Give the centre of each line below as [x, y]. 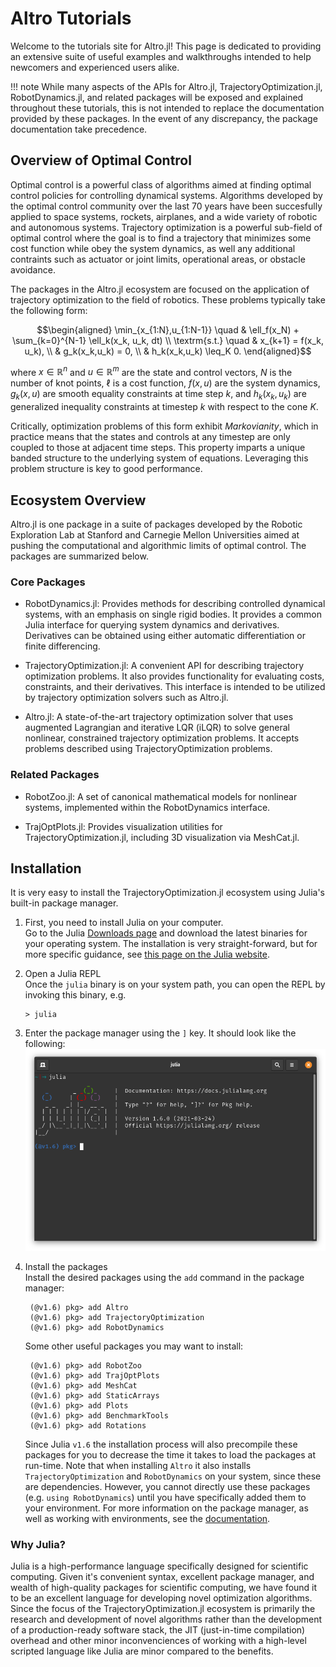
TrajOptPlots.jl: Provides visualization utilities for [123, 826]
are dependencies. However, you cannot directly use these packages [167, 1486]
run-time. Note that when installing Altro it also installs [138, 1465]
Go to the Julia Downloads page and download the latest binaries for [166, 933]
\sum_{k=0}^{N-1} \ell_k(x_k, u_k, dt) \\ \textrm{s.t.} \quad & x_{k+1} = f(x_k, [168, 340]
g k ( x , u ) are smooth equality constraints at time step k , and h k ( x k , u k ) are [158, 395]
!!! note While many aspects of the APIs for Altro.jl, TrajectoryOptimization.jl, [166, 86]
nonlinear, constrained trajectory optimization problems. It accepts [162, 738]
